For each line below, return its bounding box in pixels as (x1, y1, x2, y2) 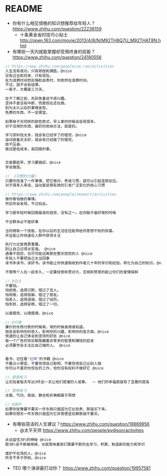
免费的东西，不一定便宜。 (5, 110, 50, 115)
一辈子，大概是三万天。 (5, 87, 46, 92)
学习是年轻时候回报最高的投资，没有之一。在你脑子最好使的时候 (5, 210, 116, 215)
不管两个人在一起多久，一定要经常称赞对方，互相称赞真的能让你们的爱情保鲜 (5, 269, 139, 275)
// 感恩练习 (5, 375, 27, 380)
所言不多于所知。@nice (5, 456, 46, 461)
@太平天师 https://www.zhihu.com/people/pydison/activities (19, 427, 144, 433)
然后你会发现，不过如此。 (5, 201, 50, 206)
